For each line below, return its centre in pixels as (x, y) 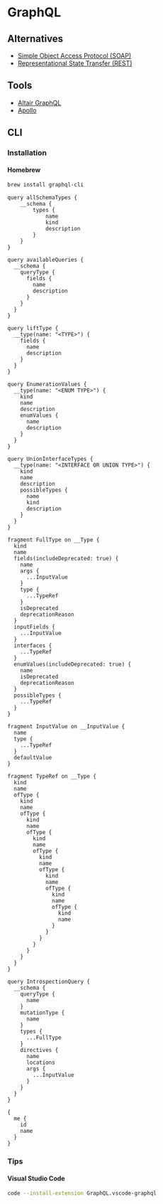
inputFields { (34, 627)
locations (40, 1063)
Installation (27, 153)
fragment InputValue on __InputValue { (66, 727)
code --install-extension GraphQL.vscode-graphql (82, 1193)
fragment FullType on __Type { (54, 540)
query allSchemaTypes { (43, 198)
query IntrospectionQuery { (49, 982)
